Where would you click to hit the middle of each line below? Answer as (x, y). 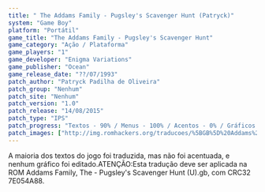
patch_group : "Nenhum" (45, 89)
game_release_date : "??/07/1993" (63, 74)
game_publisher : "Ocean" (49, 67)
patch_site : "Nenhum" (44, 96)
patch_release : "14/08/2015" (56, 111)
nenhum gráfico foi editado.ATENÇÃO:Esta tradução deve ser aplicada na (128, 164)
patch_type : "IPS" (38, 119)
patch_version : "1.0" (44, 104)
